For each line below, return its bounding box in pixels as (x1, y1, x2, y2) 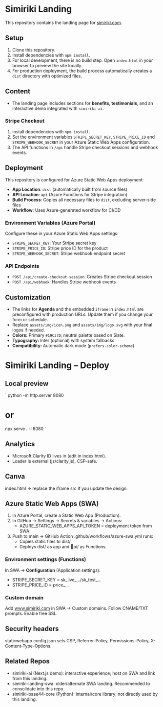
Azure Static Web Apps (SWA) (5, 500, 99, 508)
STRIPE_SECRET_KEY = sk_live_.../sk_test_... (12, 577, 102, 582)
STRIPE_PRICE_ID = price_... (12, 582, 69, 588)
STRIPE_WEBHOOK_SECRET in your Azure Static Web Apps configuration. (12, 139, 150, 145)
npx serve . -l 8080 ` (5, 426, 46, 432)
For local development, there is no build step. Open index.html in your (12, 57, 153, 63)
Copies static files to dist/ (19, 538, 71, 545)
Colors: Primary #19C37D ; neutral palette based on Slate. (12, 332, 125, 338)
